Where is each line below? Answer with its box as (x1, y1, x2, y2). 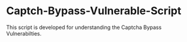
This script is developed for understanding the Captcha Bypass (6, 24, 162, 31)
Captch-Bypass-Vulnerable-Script (6, 4, 182, 18)
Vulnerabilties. (6, 30, 42, 37)
